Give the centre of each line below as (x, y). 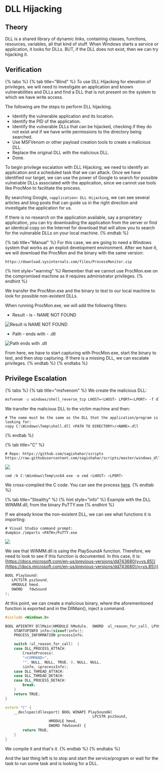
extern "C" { (18, 707)
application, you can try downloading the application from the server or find (81, 222)
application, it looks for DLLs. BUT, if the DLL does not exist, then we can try (82, 49)
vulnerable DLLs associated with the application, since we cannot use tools (81, 182)
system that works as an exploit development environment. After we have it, (81, 248)
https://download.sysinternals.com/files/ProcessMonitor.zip (69, 262)
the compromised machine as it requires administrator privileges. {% (74, 276)
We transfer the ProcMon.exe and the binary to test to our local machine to (80, 291)
